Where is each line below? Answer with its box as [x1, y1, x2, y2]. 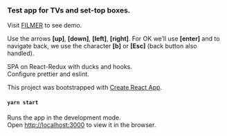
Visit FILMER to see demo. [7, 21, 82, 30]
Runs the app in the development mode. [7, 113, 121, 122]
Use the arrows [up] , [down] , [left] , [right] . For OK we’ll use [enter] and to [7, 35, 220, 43]
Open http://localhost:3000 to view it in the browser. [7, 120, 156, 129]
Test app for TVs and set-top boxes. [7, 6, 131, 15]
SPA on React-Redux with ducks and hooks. [7, 63, 133, 71]
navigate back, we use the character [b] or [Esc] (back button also [7, 42, 197, 50]
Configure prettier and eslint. [7, 70, 90, 78]
